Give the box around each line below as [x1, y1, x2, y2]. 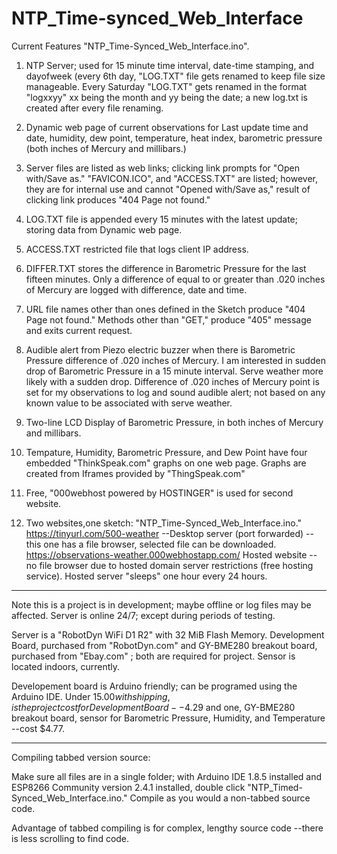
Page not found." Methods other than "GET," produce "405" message [25, 313, 312, 326]
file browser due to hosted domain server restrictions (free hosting [39, 559, 314, 571]
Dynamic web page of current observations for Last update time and [25, 121, 309, 133]
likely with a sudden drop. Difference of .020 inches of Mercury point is [25, 375, 320, 387]
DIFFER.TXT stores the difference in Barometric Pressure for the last [25, 262, 307, 274]
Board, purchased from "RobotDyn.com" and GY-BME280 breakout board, [11, 639, 318, 651]
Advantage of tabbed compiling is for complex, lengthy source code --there [11, 822, 324, 834]
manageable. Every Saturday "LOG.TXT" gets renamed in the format [25, 80, 308, 92]
